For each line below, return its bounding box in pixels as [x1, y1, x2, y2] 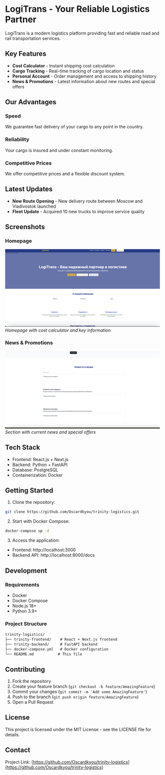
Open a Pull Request [12, 699, 54, 705]
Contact [5, 746, 30, 754]
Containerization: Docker [12, 472, 63, 478]
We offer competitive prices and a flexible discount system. [5, 171, 125, 177]
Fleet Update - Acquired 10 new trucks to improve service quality [12, 208, 145, 215]
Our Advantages [5, 98, 56, 106]
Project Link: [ [5, 759, 33, 765]
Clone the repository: [12, 499, 55, 505]
